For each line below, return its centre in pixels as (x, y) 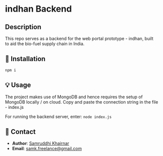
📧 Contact (20, 132)
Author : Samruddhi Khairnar (41, 143)
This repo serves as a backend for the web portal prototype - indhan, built (79, 38)
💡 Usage (18, 85)
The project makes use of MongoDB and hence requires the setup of (74, 97)
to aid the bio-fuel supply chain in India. (45, 44)
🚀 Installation (25, 59)
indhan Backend (38, 9)
